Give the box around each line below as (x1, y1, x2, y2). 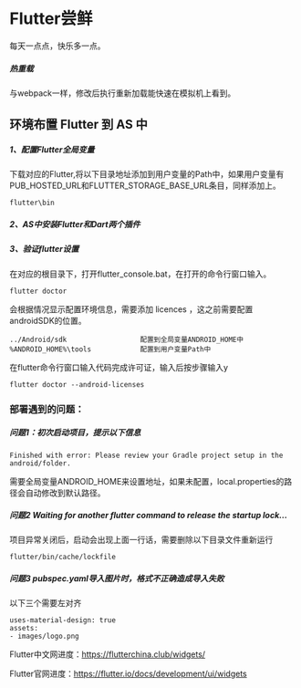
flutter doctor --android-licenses (9, 380, 145, 389)
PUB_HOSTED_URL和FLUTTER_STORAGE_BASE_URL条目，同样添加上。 (9, 180, 281, 192)
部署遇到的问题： (9, 402, 85, 415)
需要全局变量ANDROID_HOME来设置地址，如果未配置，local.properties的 (9, 475, 285, 486)
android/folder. (9, 458, 71, 468)
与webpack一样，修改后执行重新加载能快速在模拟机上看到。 (9, 88, 236, 99)
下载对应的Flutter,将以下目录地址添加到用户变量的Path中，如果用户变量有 (9, 169, 285, 180)
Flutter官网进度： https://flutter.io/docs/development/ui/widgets (9, 668, 248, 680)
